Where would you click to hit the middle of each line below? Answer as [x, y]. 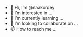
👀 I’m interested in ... [31, 13]
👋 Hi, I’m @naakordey [32, 8]
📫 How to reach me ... [33, 29]
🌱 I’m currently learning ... [37, 18]
